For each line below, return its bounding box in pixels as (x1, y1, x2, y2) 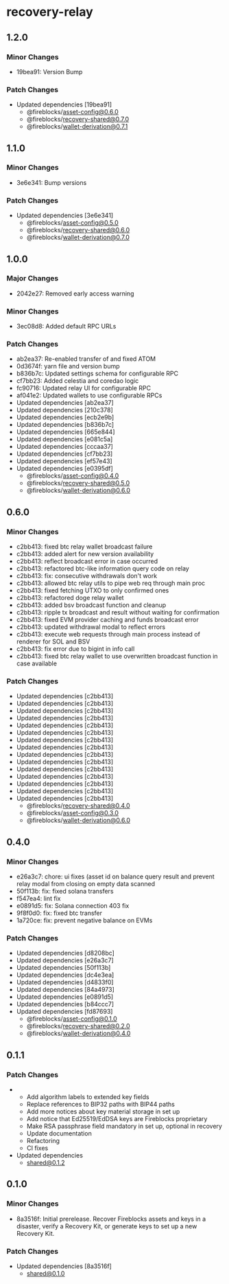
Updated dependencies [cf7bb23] (16, 450, 113, 458)
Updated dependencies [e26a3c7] (16, 956, 114, 964)
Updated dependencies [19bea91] (16, 100, 112, 109)
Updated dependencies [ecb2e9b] (16, 413, 114, 421)
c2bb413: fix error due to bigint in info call (16, 645, 135, 653)
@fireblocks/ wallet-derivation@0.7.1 (26, 122, 128, 131)
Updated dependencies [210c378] (16, 406, 114, 414)
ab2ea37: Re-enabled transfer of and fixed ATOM (16, 355, 156, 363)
